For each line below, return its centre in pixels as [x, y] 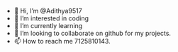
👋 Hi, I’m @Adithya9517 [48, 11]
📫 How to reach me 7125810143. [62, 41]
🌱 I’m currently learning [48, 26]
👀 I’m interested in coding [51, 18]
